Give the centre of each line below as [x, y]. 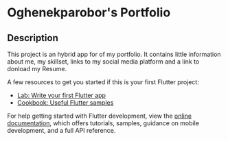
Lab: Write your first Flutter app [61, 95]
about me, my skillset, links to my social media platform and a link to [103, 62]
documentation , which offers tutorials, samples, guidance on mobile [103, 123]
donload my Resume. [37, 69]
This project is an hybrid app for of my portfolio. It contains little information [114, 54]
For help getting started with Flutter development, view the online [100, 116]
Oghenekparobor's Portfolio [89, 13]
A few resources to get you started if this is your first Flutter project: [103, 82]
